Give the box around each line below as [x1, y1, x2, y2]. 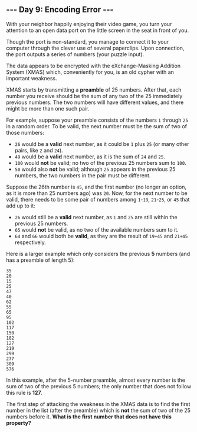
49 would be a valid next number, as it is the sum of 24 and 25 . [14, 153, 165, 160]
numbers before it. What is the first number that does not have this [6, 413, 172, 420]
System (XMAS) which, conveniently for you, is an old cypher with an [6, 68, 174, 76]
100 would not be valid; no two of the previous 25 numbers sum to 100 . [14, 159, 187, 166]
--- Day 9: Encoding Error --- [6, 5, 114, 15]
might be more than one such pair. [6, 105, 90, 112]
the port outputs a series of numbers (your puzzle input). [6, 50, 145, 58]
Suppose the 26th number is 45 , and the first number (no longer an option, [6, 183, 187, 190]
